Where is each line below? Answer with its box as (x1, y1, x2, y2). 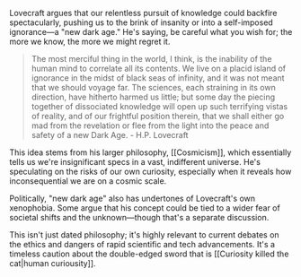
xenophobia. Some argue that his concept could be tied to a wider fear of (9, 203, 280, 213)
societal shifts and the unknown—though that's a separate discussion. (9, 212, 270, 222)
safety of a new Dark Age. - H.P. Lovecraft (31, 130, 189, 140)
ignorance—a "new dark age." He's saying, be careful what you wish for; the (9, 27, 293, 37)
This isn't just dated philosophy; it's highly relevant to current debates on (9, 229, 280, 240)
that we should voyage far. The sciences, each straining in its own (31, 82, 276, 92)
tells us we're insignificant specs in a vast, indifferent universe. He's (9, 157, 261, 167)
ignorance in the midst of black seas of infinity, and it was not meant (31, 73, 285, 83)
